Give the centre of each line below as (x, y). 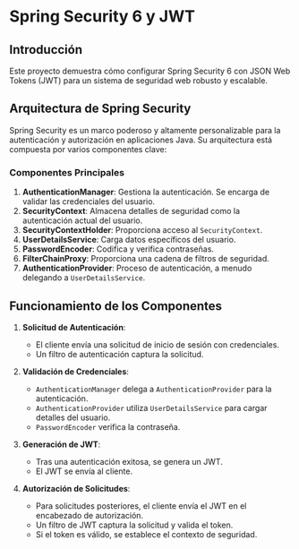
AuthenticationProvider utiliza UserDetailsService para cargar (151, 407)
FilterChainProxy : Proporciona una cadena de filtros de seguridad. (146, 259)
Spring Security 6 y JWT (102, 17)
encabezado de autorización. (90, 515)
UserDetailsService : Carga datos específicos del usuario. (129, 240)
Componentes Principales (67, 172)
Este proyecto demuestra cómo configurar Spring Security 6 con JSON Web (150, 71)
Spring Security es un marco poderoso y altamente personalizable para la (145, 130)
